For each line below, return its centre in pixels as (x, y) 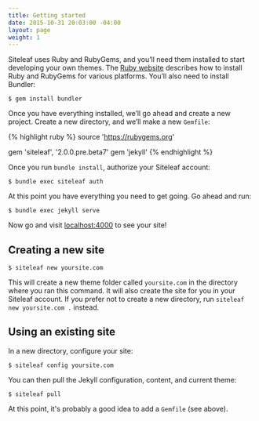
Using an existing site (62, 332)
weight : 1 (24, 37)
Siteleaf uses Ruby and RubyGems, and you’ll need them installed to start (127, 60)
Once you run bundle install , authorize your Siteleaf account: (109, 167)
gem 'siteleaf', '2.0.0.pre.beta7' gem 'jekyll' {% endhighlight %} (111, 152)
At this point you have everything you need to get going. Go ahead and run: (130, 196)
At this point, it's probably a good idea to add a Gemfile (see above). (118, 408)
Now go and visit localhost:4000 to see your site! (88, 225)
